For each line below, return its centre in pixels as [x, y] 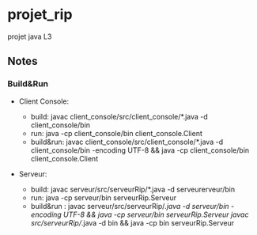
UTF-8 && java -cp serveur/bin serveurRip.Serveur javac [156, 214]
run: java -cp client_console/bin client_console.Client [116, 133]
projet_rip [40, 15]
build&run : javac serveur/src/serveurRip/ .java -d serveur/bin [130, 206]
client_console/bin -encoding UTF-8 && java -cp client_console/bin [140, 150]
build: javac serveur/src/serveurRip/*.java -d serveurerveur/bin [132, 189]
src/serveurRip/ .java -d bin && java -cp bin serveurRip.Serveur [132, 222]
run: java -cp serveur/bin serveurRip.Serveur [104, 197]
